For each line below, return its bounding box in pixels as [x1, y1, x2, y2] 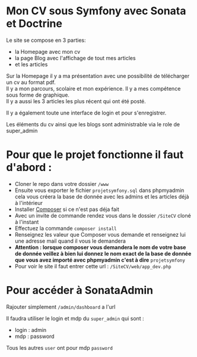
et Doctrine [6, 17, 62, 30]
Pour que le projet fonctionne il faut [6, 148, 184, 162]
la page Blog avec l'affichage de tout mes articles [14, 54, 136, 61]
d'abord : [6, 161, 52, 174]
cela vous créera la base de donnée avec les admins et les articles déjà [14, 193, 189, 200]
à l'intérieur [14, 199, 43, 206]
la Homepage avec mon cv [14, 48, 81, 55]
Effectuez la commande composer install [14, 225, 117, 232]
